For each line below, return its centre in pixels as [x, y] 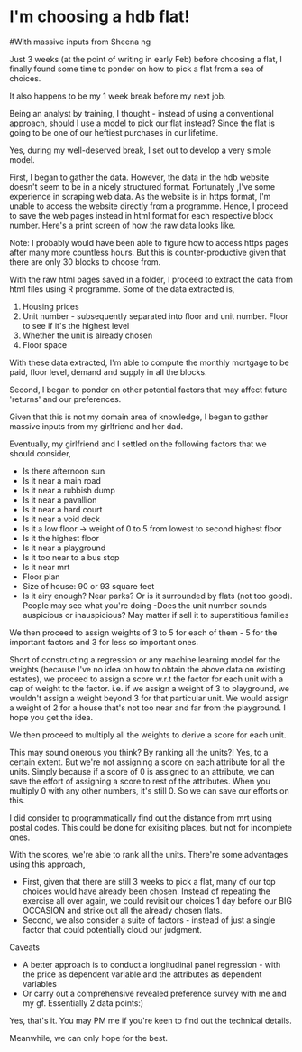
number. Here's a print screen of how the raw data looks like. [123, 225]
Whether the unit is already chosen [87, 335]
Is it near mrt [46, 567]
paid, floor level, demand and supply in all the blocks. [108, 371]
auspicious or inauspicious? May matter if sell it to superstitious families [156, 615]
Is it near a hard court [62, 509]
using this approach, [47, 864]
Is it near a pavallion [59, 500]
